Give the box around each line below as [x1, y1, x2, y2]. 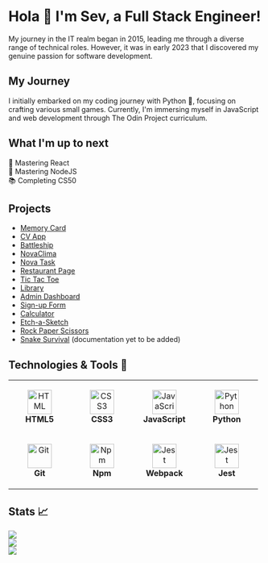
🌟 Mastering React [8, 157, 70, 168]
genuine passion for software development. [8, 51, 153, 60]
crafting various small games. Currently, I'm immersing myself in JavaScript [8, 104, 259, 114]
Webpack [146, 468, 183, 479]
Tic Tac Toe [19, 274, 60, 285]
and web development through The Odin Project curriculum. [8, 113, 208, 123]
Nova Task [19, 257, 56, 267]
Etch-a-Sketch [19, 318, 68, 327]
